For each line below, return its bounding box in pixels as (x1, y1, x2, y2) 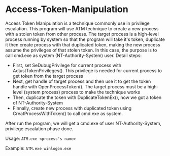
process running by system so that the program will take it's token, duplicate (5, 36, 165, 42)
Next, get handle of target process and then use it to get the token (12, 78, 151, 84)
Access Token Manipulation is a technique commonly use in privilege (5, 20, 150, 26)
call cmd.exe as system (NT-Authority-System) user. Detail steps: (5, 52, 142, 59)
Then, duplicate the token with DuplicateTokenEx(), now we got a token (12, 94, 162, 100)
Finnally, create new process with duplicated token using (12, 105, 132, 111)
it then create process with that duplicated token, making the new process (5, 41, 161, 47)
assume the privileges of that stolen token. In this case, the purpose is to (5, 47, 157, 53)
